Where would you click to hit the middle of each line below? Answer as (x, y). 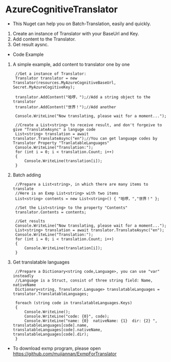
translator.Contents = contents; (51, 212)
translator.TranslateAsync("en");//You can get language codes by (85, 138)
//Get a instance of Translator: (51, 74)
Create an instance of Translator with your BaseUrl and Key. (76, 33)
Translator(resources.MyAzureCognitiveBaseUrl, (64, 83)
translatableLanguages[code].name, (51, 325)
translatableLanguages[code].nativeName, (57, 330)
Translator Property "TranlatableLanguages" (61, 143)
